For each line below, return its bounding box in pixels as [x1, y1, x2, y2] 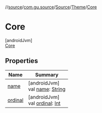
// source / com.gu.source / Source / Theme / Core [5, 4, 97, 10]
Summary [35, 71, 59, 78]
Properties [5, 57, 38, 65]
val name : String [28, 86, 66, 92]
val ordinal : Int [28, 100, 61, 107]
